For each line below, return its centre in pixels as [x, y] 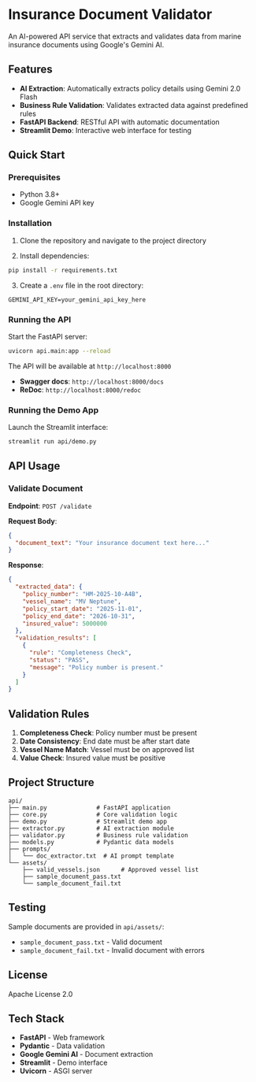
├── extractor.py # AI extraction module [91, 828]
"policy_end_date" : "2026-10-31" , [79, 616]
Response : [26, 565]
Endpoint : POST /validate [50, 506]
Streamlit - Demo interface [63, 1063]
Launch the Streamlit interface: [58, 428]
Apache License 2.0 [41, 994]
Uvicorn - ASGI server [56, 1071]
